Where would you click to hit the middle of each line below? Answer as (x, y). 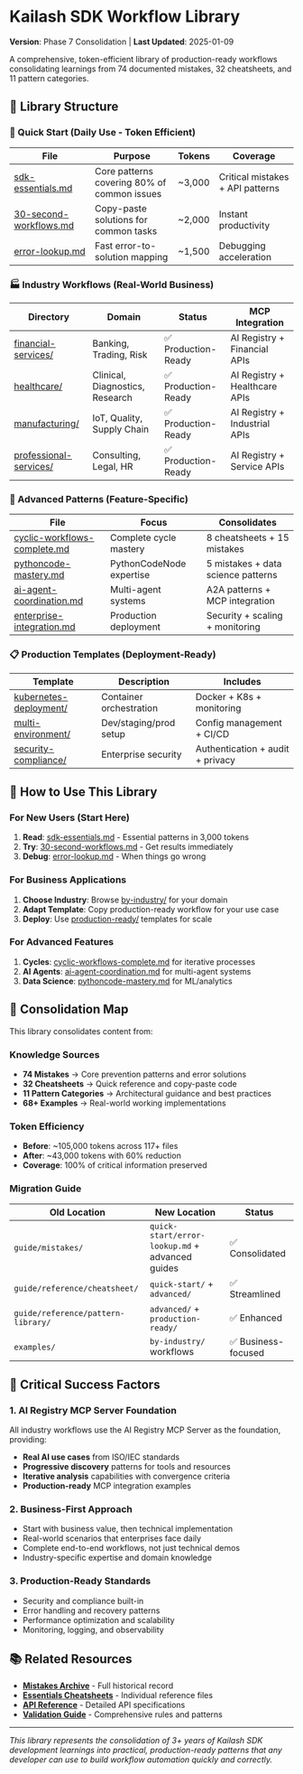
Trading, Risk (120, 354)
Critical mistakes (254, 176)
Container (122, 696)
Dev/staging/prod (138, 723)
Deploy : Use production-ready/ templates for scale (117, 919)
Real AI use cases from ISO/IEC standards (101, 1457)
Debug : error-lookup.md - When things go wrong (114, 856)
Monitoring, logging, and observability (93, 1629)
